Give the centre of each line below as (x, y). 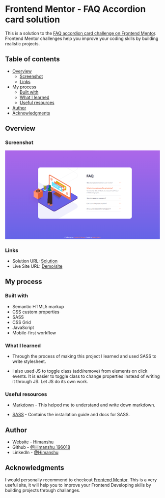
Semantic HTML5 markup (38, 306)
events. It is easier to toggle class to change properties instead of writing (86, 376)
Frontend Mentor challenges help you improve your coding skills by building (82, 38)
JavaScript (23, 327)
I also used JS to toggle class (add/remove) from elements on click (80, 371)
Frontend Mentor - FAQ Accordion (75, 9)
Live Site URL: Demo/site (37, 266)
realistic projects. (23, 43)
